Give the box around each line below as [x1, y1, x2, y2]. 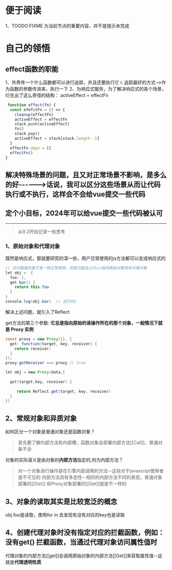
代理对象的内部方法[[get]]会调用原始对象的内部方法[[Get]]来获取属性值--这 [5, 553, 163, 559]
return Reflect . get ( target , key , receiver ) [16, 389, 111, 394]
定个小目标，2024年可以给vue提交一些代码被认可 [5, 209, 163, 218]
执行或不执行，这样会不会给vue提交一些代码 [5, 190, 146, 199]
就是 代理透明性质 [5, 559, 41, 565]
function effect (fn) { [7, 102, 56, 108]
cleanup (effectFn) [14, 112, 54, 117]
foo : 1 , [10, 275, 27, 280]
